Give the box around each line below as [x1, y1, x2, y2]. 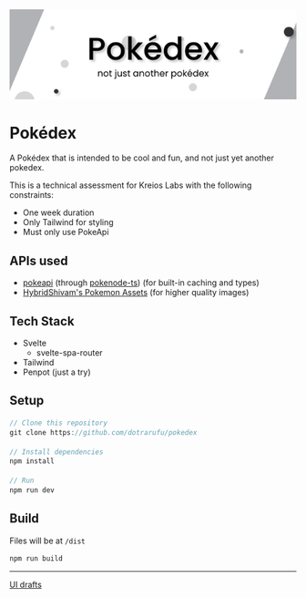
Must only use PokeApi [22, 227, 109, 238]
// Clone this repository [9, 418, 107, 428]
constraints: [9, 190, 55, 201]
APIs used [9, 253, 68, 268]
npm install [9, 457, 55, 466]
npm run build [9, 553, 64, 563]
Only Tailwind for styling [22, 217, 114, 228]
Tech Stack [9, 314, 75, 329]
